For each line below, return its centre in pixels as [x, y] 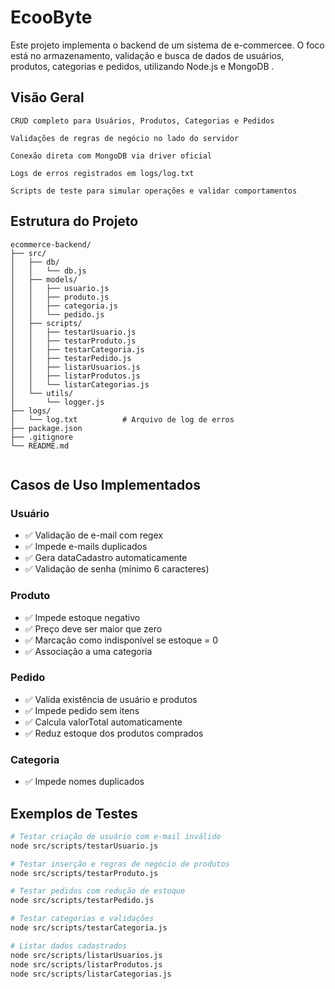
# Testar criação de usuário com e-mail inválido [116, 836]
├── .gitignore [42, 437]
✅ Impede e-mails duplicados [86, 547]
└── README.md [40, 446]
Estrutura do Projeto [74, 221]
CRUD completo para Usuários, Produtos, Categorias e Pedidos [142, 121]
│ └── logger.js [57, 402]
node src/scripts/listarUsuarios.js [86, 955]
